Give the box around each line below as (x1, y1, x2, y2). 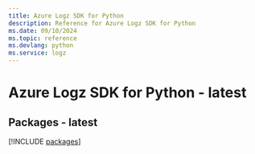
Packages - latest (8, 115, 98, 129)
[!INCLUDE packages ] (8, 137, 81, 146)
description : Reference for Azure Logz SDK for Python (8, 19, 196, 27)
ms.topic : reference (8, 34, 78, 43)
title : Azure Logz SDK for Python (8, 11, 125, 20)
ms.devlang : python (8, 42, 74, 50)
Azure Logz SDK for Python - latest (8, 83, 247, 102)
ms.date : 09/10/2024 (8, 26, 78, 34)
